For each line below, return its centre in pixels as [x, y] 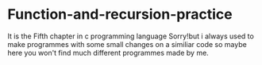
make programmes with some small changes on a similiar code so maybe [127, 44]
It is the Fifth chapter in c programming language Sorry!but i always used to [131, 36]
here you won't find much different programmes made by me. [108, 52]
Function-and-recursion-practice [120, 14]
